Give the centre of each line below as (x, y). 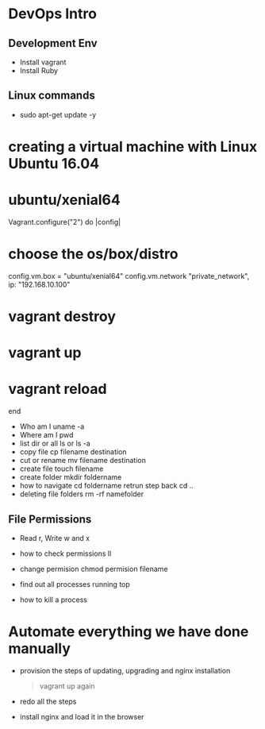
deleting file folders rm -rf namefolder (82, 494)
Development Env (53, 43)
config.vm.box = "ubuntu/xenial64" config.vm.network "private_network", (129, 276)
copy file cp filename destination (73, 452)
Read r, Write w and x (54, 538)
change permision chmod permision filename (94, 569)
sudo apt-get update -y (58, 114)
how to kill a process (53, 600)
